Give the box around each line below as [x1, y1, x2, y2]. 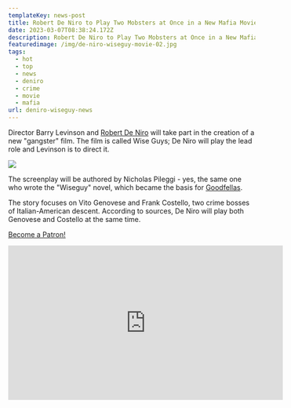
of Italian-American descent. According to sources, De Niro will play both [8, 206, 245, 216]
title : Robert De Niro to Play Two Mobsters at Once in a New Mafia [8, 19, 237, 27]
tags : [8, 48, 26, 56]
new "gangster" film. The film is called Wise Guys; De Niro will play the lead [8, 137, 253, 145]
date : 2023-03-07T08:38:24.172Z [8, 26, 114, 34]
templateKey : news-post [8, 11, 86, 20]
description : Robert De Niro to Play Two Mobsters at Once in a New [8, 33, 237, 42]
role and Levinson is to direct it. [8, 144, 110, 154]
